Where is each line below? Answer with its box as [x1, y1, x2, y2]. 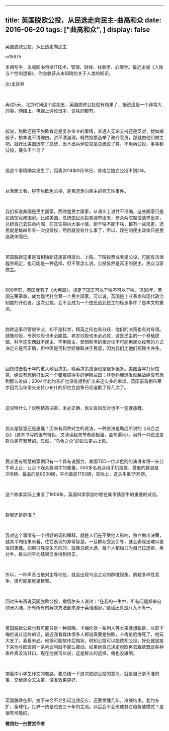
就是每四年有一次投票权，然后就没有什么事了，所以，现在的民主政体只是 [9, 227, 159, 233]
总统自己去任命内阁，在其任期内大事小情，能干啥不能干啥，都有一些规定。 [5, 221, 159, 227]
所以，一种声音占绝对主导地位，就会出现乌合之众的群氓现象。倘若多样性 [5, 572, 155, 578]
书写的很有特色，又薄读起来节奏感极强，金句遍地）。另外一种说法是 [25, 431, 164, 438]
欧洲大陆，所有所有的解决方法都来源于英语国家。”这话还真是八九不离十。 [5, 604, 155, 610]
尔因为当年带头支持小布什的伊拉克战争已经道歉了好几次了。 [5, 384, 129, 390]
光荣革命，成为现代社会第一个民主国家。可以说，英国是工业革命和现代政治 [9, 293, 164, 299]
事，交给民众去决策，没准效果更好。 [5, 677, 80, 683]
